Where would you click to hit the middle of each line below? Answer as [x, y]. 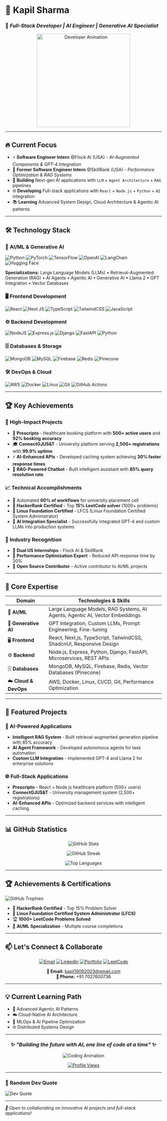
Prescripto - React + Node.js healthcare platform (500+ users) [77, 787]
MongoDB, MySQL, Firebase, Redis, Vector [98, 667]
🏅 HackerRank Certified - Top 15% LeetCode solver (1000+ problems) [85, 506]
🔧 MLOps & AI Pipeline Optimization [49, 1021]
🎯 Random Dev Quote [31, 1083]
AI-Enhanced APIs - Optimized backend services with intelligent [79, 803]
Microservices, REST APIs [79, 658]
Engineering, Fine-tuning [78, 630]
